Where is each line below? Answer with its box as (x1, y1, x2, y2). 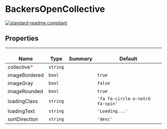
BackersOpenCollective (5, 3, 105, 15)
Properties (5, 34, 39, 43)
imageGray (7, 79, 33, 86)
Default (119, 55, 138, 62)
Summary (69, 55, 93, 62)
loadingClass (7, 98, 38, 105)
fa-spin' (97, 101, 118, 106)
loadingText (7, 108, 35, 115)
